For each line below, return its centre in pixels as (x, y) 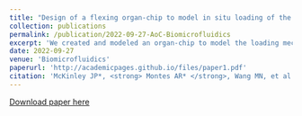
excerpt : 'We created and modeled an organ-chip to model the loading (144, 43)
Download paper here (49, 102)
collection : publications (58, 26)
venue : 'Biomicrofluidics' (60, 59)
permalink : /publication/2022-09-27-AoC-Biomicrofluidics (120, 34)
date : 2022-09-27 (42, 51)
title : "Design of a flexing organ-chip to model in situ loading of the (151, 18)
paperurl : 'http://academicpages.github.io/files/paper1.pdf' (128, 68)
